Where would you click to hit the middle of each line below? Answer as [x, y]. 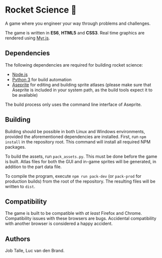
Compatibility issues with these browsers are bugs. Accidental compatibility [81, 219]
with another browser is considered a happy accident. [59, 224]
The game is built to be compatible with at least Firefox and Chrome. [73, 213]
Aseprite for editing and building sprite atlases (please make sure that [81, 85]
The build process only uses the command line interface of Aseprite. [73, 104]
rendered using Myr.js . [27, 38]
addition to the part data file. [33, 167]
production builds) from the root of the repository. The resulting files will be [80, 181]
